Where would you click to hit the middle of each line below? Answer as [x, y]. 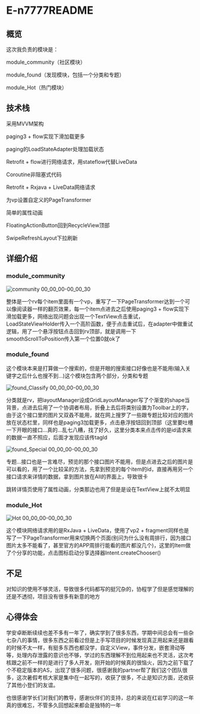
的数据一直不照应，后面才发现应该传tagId [57, 437]
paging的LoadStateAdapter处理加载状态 [55, 149]
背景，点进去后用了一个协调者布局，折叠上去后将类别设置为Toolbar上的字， [99, 407]
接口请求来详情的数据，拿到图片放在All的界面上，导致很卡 [77, 476]
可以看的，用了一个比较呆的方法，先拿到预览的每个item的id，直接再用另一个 [100, 469]
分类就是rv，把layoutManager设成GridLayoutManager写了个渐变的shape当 [98, 400]
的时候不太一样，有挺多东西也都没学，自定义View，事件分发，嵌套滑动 [93, 647]
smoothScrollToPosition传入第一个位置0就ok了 [63, 339]
